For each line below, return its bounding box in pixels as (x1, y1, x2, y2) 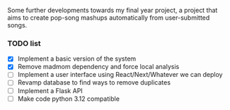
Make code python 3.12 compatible (17, 94, 120, 103)
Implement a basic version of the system (17, 54, 137, 63)
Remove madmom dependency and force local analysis (17, 63, 180, 71)
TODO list (7, 38, 41, 48)
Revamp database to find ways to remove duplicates (17, 78, 171, 87)
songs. (7, 21, 28, 29)
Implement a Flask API (17, 86, 83, 94)
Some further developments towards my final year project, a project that (7, 6, 218, 14)
